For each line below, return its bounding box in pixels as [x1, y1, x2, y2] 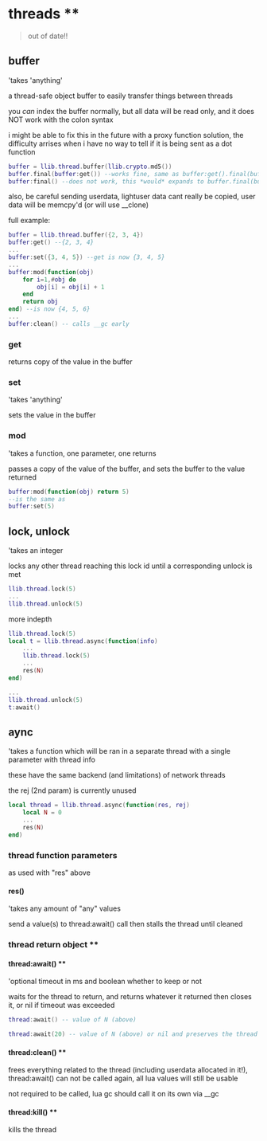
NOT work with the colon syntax [8, 115, 114, 124]
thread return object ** [8, 939, 99, 951]
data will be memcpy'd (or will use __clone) [8, 200, 149, 210]
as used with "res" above [8, 868, 91, 877]
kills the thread [8, 1125, 57, 1135]
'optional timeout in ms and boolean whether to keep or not [8, 977, 203, 986]
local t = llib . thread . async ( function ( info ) [8, 637, 158, 645]
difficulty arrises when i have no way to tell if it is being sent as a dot [8, 139, 233, 148]
